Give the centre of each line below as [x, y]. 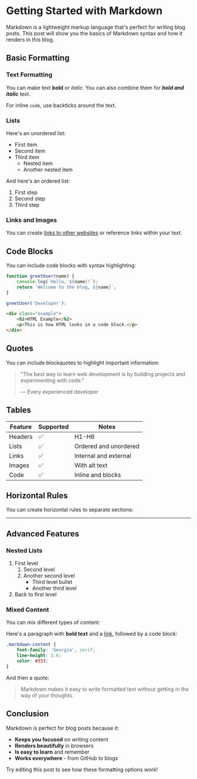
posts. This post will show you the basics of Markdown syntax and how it [94, 33]
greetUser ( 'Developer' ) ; [36, 303]
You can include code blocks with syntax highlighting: [71, 266]
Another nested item [48, 169]
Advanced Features [43, 534]
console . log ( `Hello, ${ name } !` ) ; [57, 281]
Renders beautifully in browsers [54, 746]
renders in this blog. [30, 39]
